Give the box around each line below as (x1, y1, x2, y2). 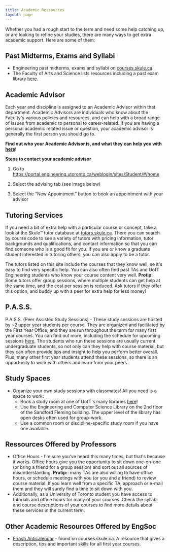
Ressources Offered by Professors (5, 440, 117, 448)
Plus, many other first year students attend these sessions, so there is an (5, 354, 158, 360)
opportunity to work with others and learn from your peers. (5, 359, 128, 365)
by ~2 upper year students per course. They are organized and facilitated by (5, 322, 165, 328)
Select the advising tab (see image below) (12, 181, 101, 187)
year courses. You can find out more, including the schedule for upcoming (5, 332, 161, 338)
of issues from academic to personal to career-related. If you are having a (5, 120, 160, 126)
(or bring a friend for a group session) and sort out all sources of (12, 464, 148, 470)
